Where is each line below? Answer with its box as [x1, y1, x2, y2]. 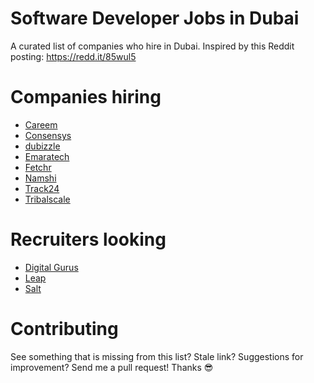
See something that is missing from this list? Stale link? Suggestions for [10, 350, 304, 362]
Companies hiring [10, 86, 162, 109]
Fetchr [24, 161, 52, 173]
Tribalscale [24, 193, 71, 205]
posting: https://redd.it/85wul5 [10, 50, 137, 62]
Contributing [10, 318, 119, 340]
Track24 [24, 182, 60, 194]
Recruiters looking [10, 228, 167, 251]
